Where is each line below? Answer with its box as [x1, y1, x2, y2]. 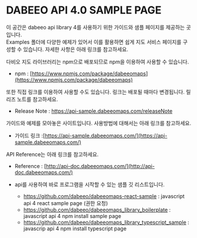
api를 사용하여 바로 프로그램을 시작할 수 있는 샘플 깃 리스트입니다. [14, 180, 165, 188]
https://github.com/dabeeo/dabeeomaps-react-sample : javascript [23, 192, 185, 200]
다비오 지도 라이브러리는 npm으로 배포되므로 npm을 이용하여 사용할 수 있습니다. [6, 58, 189, 65]
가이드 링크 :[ [14, 132, 45, 139]
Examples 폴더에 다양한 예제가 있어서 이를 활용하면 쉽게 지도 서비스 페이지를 [6, 38, 182, 45]
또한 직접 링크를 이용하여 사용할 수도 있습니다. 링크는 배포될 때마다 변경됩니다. [6, 88, 185, 95]
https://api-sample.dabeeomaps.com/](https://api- [45, 132, 168, 139]
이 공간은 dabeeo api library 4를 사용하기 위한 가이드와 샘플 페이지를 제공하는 [6, 24, 185, 31]
